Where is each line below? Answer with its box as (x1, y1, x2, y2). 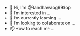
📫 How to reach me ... (9, 26, 55, 31)
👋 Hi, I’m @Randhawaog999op (9, 5, 71, 10)
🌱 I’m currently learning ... (9, 15, 62, 20)
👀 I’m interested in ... (9, 10, 51, 16)
